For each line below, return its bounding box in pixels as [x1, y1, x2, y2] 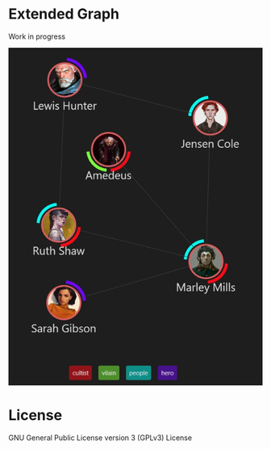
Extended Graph [8, 5, 119, 23]
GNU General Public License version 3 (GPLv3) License [8, 433, 192, 443]
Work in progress [8, 31, 66, 41]
